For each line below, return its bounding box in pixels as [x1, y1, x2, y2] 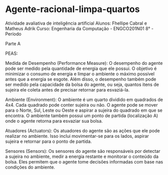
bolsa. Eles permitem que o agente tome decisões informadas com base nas [5, 158, 163, 164]
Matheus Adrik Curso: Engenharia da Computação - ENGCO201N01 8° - [5, 25, 154, 31]
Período [5, 31, 22, 37]
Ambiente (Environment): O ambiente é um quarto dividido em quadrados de [5, 97, 163, 103]
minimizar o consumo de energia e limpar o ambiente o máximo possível [5, 70, 154, 76]
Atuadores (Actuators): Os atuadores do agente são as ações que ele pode [5, 127, 160, 134]
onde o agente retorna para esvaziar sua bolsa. [5, 118, 103, 124]
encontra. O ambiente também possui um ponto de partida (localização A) [5, 112, 158, 119]
